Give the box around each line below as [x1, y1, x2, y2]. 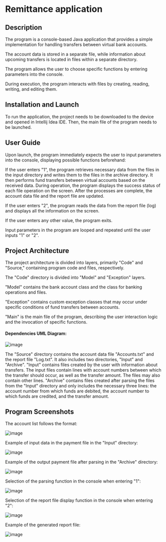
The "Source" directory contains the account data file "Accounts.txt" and [5, 351, 154, 357]
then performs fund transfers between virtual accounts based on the [5, 177, 145, 183]
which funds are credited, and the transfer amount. [5, 393, 110, 399]
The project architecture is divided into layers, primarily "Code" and [5, 260, 143, 266]
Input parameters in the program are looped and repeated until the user [5, 227, 151, 233]
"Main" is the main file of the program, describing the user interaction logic [5, 314, 158, 320]
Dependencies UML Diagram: [5, 330, 67, 336]
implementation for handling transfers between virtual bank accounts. [5, 42, 148, 48]
